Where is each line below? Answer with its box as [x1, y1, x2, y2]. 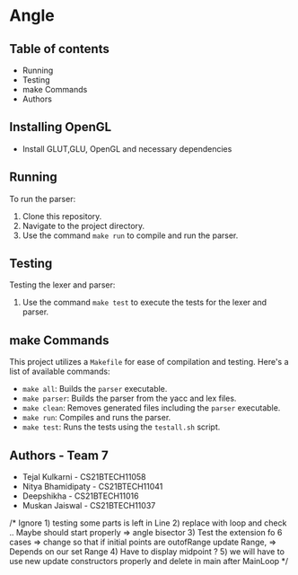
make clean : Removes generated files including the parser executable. [22, 402, 281, 413]
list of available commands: [9, 366, 110, 377]
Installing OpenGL [9, 119, 112, 135]
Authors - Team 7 [9, 447, 110, 463]
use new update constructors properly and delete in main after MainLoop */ [9, 556, 289, 567]
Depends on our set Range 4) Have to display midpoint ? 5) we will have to [9, 546, 285, 557]
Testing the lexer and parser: [9, 279, 116, 290]
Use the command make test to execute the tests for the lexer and [22, 297, 267, 308]
